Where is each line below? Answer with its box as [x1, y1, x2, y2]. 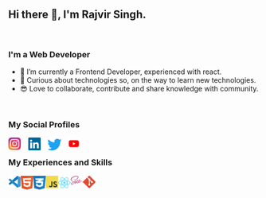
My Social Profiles [8, 119, 80, 130]
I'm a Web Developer [8, 49, 91, 60]
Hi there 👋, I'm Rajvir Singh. [8, 8, 147, 21]
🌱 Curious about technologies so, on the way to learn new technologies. [19, 76, 256, 85]
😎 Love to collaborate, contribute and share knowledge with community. [19, 84, 259, 94]
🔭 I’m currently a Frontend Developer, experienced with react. [19, 67, 222, 76]
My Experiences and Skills [8, 157, 113, 168]
